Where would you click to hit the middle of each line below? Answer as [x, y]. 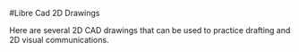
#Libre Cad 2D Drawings [55, 13]
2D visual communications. [59, 40]
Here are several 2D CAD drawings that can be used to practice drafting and [150, 30]
